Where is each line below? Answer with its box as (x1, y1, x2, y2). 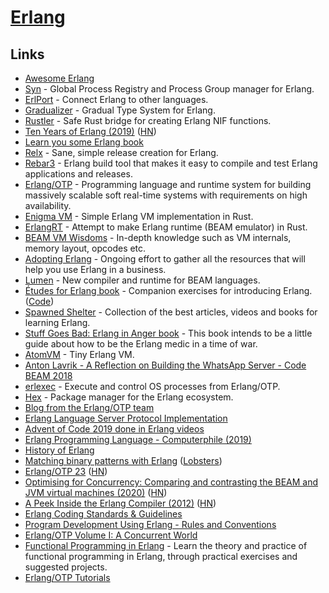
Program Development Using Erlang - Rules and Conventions (24, 519, 277, 530)
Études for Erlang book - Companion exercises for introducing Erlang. (24, 285, 313, 296)
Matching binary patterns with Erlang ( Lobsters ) (24, 455, 223, 466)
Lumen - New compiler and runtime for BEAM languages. (24, 274, 261, 286)
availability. (24, 200, 72, 211)
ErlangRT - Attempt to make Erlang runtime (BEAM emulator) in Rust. (24, 221, 308, 233)
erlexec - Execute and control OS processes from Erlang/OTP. (24, 381, 281, 392)
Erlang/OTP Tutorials (24, 572, 111, 583)
